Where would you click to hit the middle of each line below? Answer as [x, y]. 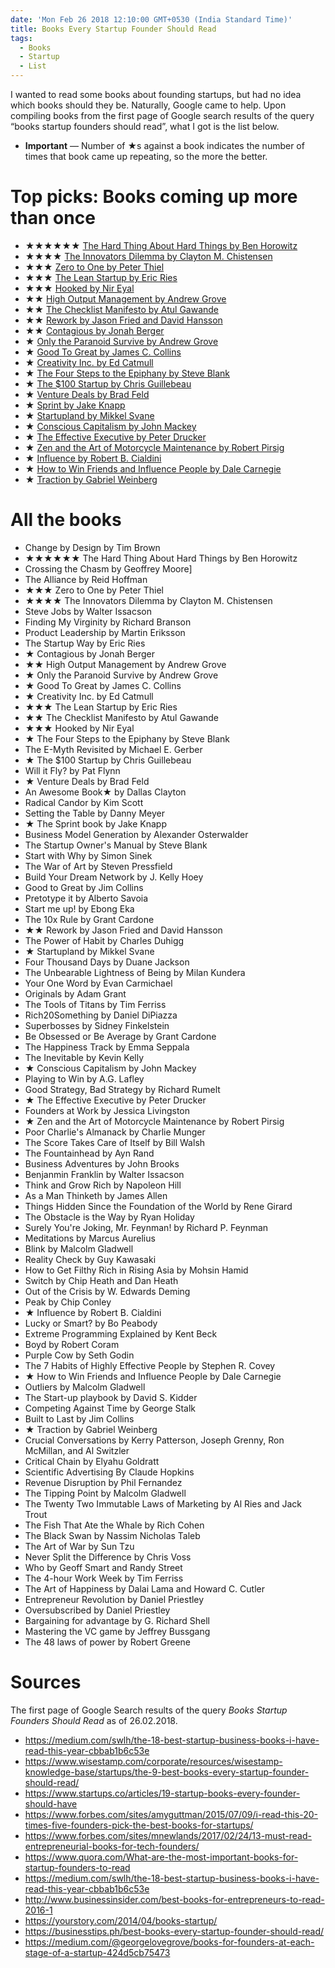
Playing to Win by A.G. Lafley [84, 1078]
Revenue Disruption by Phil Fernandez [103, 1482]
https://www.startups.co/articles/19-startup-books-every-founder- [162, 1793]
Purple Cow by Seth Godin [79, 1355]
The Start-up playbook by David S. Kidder [111, 1397]
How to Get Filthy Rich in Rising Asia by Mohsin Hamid [136, 1270]
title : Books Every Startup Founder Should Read [113, 29]
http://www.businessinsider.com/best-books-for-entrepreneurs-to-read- [174, 1899]
